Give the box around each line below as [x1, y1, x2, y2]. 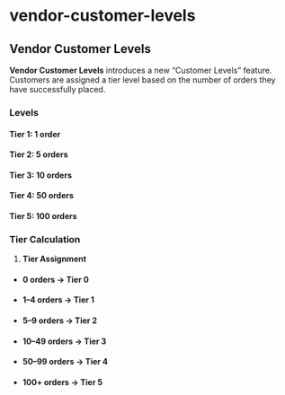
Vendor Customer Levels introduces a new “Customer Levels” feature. [9, 65, 272, 75]
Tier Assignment [22, 253, 87, 265]
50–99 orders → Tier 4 [22, 356, 109, 367]
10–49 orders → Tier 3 [22, 336, 107, 347]
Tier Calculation [9, 233, 81, 245]
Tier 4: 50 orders [9, 190, 75, 201]
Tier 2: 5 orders [9, 149, 68, 160]
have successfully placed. [9, 84, 106, 94]
